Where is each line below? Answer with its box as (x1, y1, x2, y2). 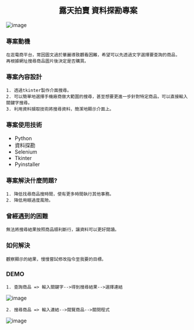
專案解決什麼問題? (6, 176, 58, 185)
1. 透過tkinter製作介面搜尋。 (6, 87, 72, 94)
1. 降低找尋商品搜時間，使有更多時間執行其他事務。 (6, 191, 114, 197)
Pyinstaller (14, 161, 40, 168)
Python (14, 134, 32, 142)
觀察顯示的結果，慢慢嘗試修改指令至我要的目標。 (6, 256, 106, 262)
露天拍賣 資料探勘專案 (58, 5, 138, 16)
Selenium (14, 148, 37, 155)
